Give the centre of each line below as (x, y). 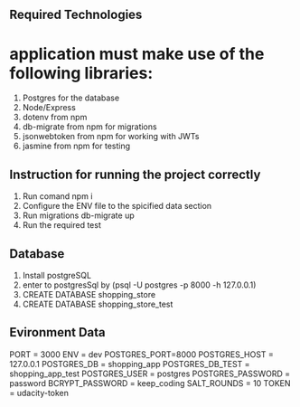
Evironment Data (57, 332)
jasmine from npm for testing (76, 146)
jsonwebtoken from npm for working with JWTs (111, 137)
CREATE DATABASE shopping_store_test (98, 304)
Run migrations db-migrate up (78, 215)
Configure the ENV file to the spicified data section (117, 206)
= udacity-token (39, 393)
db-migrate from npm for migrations (89, 127)
